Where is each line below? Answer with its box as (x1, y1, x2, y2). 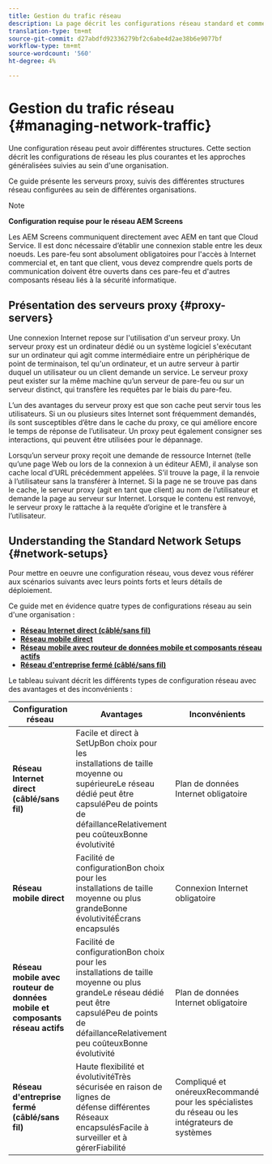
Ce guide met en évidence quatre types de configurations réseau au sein (8, 601, 253, 611)
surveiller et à (75, 1132, 128, 1144)
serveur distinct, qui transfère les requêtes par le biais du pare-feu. (8, 384, 232, 394)
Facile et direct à (75, 728, 139, 739)
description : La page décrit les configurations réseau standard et (8, 19, 244, 28)
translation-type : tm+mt (8, 27, 92, 35)
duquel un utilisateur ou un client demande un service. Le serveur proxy (8, 367, 249, 377)
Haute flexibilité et (75, 1061, 145, 1072)
